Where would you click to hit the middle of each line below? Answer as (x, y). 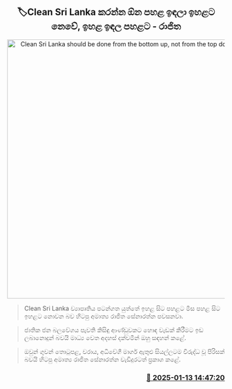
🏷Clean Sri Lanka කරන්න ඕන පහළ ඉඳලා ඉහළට (116, 12)
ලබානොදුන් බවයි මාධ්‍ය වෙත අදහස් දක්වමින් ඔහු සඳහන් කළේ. (105, 337)
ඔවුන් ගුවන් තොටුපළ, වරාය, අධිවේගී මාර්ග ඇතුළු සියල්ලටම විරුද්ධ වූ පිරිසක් (124, 351)
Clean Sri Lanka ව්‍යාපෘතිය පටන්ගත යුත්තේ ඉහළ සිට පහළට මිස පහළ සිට (122, 308)
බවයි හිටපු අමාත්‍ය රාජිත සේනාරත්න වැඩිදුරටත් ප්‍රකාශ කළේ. (102, 359)
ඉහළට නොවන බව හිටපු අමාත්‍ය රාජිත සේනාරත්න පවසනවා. (104, 316)
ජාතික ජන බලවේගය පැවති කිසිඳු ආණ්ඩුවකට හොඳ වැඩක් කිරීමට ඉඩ (114, 330)
